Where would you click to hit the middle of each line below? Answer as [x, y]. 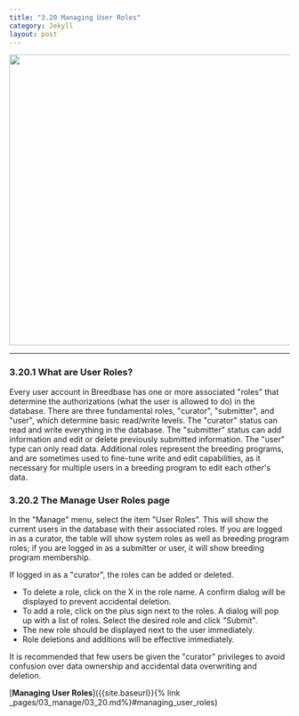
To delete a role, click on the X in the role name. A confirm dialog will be [154, 592]
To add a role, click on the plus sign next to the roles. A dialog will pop [150, 611]
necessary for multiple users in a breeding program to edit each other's [140, 467]
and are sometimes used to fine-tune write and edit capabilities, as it [135, 458]
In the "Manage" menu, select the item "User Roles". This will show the [139, 519]
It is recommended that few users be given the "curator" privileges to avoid [147, 656]
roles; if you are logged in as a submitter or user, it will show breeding [137, 547]
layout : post [33, 34]
